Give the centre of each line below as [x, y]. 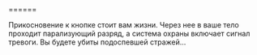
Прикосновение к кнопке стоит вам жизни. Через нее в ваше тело [124, 25]
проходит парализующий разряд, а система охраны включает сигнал [129, 34]
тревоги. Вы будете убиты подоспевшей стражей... [97, 42]
